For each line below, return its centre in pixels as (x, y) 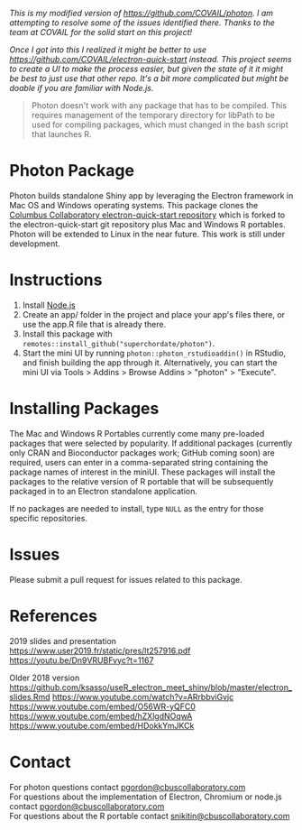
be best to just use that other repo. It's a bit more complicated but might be (149, 78)
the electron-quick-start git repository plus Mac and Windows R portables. (147, 224)
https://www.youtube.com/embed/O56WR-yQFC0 (103, 706)
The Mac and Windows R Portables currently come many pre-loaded (137, 433)
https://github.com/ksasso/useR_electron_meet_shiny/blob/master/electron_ (151, 687)
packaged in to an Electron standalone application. (104, 491)
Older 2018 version (45, 678)
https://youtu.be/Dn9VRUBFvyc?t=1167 (82, 660)
